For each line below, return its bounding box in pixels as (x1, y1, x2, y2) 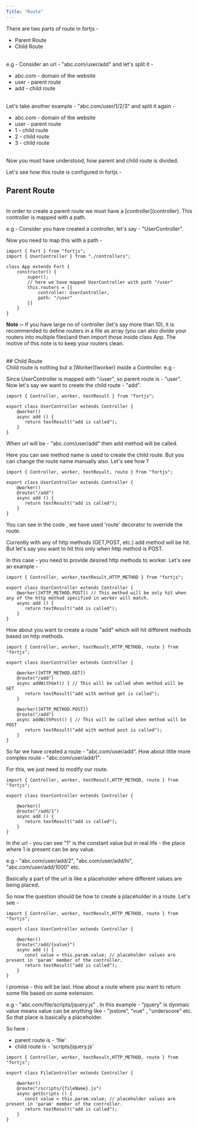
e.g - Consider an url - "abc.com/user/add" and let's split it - (6, 60, 154, 68)
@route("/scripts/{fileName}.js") (17, 1086, 102, 1092)
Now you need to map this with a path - (6, 237, 102, 244)
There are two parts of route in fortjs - (6, 25, 99, 32)
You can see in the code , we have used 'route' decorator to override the (6, 521, 183, 528)
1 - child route (14, 126, 48, 133)
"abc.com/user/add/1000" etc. (6, 863, 80, 871)
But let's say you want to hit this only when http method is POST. (6, 545, 164, 552)
